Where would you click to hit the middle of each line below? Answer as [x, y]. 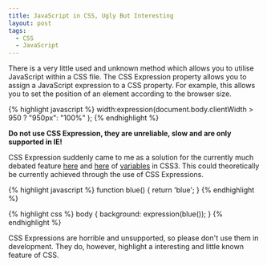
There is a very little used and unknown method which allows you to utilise [131, 68]
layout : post [30, 23]
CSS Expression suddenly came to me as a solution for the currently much [131, 158]
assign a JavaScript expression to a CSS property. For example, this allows [132, 86]
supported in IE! [35, 142]
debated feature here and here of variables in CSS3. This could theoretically [134, 166]
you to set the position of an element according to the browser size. [120, 94]
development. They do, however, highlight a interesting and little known [126, 247]
